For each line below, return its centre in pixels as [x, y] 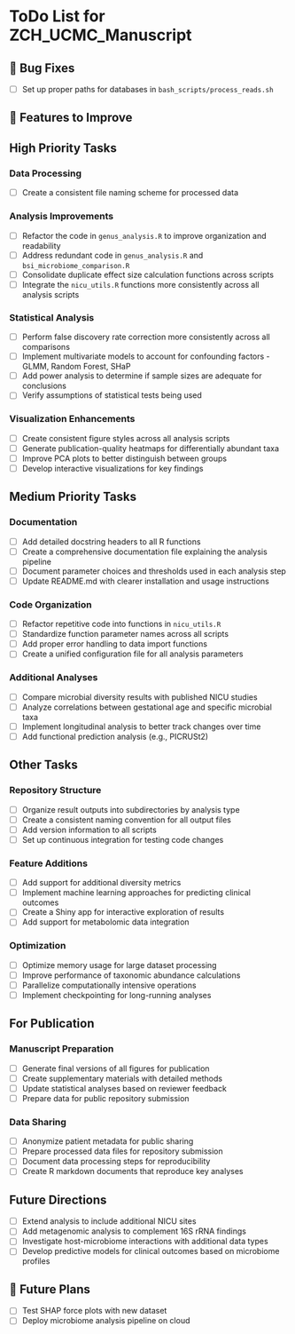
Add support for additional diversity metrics [101, 883]
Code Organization [50, 604]
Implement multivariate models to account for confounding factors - [146, 356]
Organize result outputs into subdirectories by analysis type [131, 809]
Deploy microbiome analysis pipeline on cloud [106, 1321]
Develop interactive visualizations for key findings [113, 468]
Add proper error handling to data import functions [115, 644]
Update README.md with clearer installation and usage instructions [146, 581]
